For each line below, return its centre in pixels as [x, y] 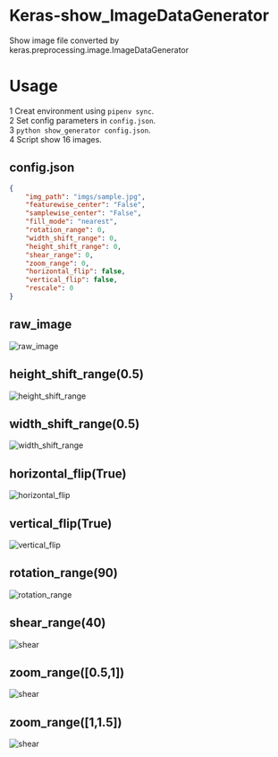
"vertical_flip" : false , [72, 280]
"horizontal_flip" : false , [76, 271]
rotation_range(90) [63, 573]
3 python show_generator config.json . [80, 130]
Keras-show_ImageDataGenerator [139, 16]
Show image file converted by [64, 40]
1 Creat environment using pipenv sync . [82, 111]
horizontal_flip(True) [68, 473]
